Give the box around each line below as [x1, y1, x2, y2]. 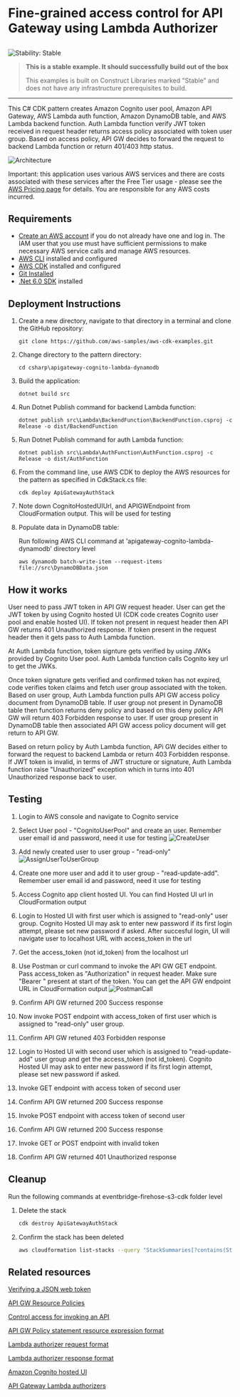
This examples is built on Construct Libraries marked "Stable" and [25, 76, 219, 85]
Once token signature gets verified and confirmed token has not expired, [8, 676, 221, 684]
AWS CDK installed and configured [18, 262, 121, 271]
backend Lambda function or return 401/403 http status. [8, 142, 174, 150]
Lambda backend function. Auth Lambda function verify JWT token [8, 119, 206, 127]
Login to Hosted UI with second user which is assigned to [18, 1047, 188, 1055]
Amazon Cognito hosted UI [8, 1368, 88, 1376]
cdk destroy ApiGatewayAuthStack [18, 1220, 118, 1227]
